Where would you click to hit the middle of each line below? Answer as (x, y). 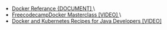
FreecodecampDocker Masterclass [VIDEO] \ (66, 15)
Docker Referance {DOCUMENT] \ (53, 9)
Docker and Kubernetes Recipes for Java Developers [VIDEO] (87, 21)
